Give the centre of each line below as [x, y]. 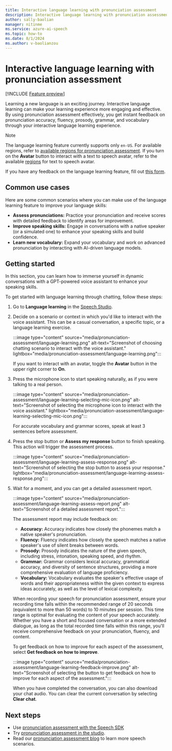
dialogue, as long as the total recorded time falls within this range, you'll [89, 626]
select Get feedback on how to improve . [56, 652]
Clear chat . [25, 699]
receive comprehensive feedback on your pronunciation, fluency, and [86, 631]
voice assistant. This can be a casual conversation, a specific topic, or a [89, 322]
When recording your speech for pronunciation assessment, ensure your [89, 599]
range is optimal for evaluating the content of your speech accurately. [86, 615]
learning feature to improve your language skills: [56, 205]
